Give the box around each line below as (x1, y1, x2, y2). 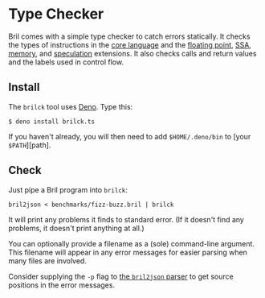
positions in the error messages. (8, 279, 115, 290)
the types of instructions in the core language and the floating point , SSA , (8, 39, 251, 49)
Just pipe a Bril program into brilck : (8, 184, 128, 194)
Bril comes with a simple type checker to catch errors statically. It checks (8, 31, 251, 41)
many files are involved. (8, 255, 87, 266)
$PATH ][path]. (8, 140, 51, 150)
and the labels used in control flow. (8, 57, 124, 67)
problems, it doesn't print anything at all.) (8, 223, 145, 233)
